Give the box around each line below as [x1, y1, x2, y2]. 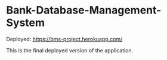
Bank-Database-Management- [6, 4, 162, 17]
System [6, 16, 45, 29]
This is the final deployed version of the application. [6, 46, 134, 54]
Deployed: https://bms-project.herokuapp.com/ [6, 35, 123, 42]
